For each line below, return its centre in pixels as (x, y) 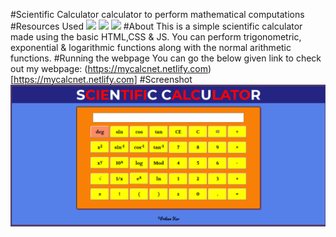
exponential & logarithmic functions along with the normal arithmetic (151, 47)
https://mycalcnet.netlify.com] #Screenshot (103, 79)
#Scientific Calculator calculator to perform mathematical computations (157, 14)
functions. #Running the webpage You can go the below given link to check (166, 58)
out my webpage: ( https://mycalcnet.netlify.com (109, 68)
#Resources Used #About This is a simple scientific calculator (156, 26)
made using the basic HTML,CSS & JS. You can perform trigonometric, (156, 37)
